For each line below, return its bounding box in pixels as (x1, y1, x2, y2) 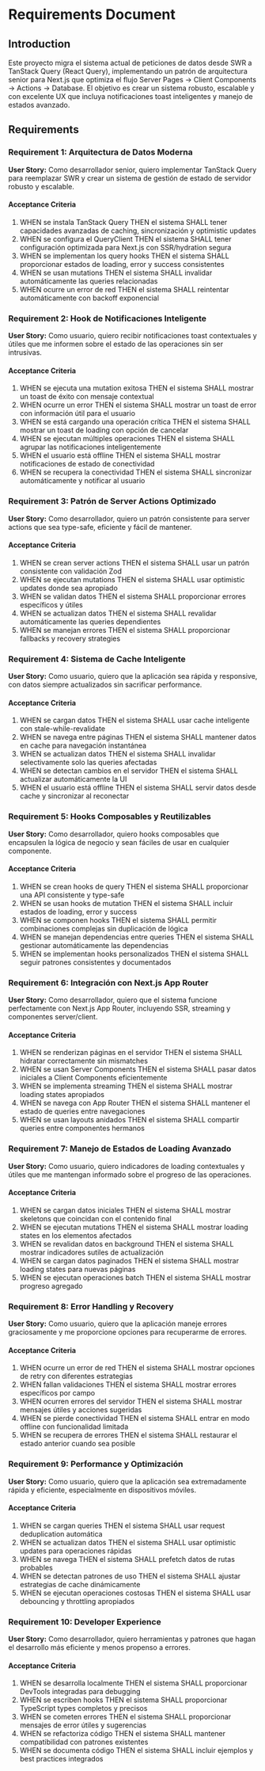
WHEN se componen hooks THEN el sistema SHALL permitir (19, 915, 218, 924)
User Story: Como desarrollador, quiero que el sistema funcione (8, 996, 218, 1005)
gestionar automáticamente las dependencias (19, 940, 168, 950)
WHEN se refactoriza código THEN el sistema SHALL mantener (19, 1729, 226, 1739)
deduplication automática (19, 1529, 103, 1538)
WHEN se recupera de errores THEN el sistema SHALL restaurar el (19, 1430, 237, 1440)
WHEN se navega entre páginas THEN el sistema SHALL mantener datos (19, 733, 257, 742)
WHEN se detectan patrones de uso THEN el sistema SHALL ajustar (19, 1571, 241, 1581)
